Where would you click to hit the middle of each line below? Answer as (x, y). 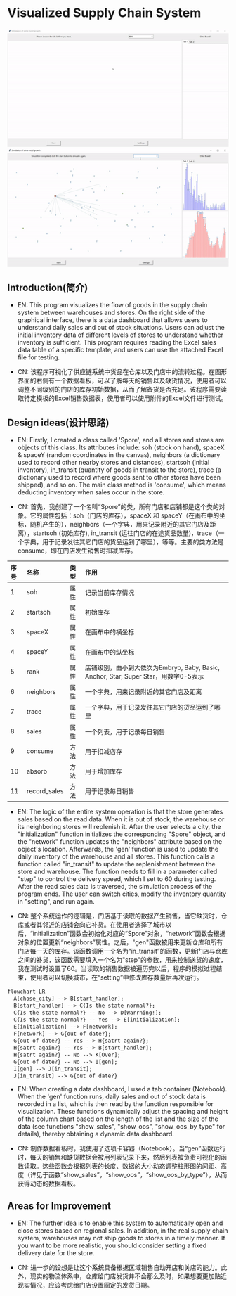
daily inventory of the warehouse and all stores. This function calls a (116, 856)
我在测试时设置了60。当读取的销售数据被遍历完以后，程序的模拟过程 (117, 968)
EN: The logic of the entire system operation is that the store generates (120, 811)
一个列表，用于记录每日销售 (125, 731)
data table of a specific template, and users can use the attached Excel (120, 350)
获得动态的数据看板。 (48, 1183)
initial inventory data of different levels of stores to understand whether (120, 335)
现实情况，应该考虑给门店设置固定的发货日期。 (85, 1285)
